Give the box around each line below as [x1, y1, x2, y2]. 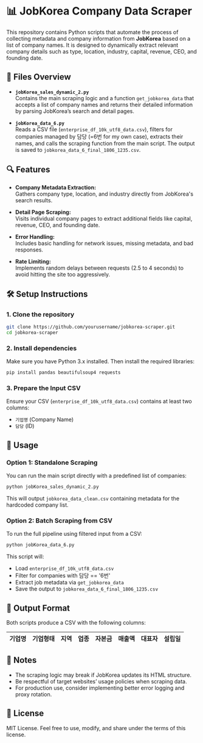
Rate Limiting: [15, 258, 52, 265]
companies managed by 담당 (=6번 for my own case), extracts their [15, 132, 184, 140]
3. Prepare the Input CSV [6, 384, 81, 392]
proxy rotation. [15, 690, 52, 698]
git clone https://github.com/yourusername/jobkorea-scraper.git [6, 324, 175, 330]
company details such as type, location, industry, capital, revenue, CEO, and [6, 47, 198, 55]
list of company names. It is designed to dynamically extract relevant [6, 41, 179, 49]
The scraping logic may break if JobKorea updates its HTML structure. [15, 671, 192, 679]
